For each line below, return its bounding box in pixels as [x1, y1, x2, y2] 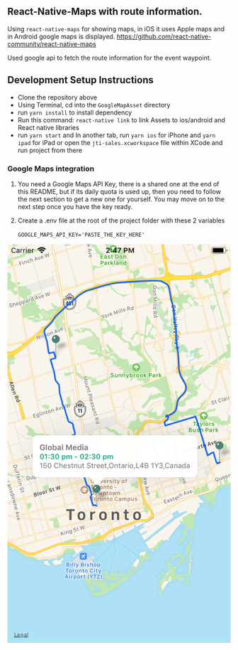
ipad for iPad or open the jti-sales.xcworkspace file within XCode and [17, 138, 223, 146]
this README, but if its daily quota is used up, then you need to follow [17, 187, 222, 196]
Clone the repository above [17, 92, 98, 102]
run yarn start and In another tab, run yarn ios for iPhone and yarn [17, 131, 216, 139]
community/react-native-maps [7, 39, 97, 48]
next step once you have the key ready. [17, 202, 133, 211]
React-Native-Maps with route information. [7, 6, 203, 18]
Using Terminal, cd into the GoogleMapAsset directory [17, 100, 171, 109]
